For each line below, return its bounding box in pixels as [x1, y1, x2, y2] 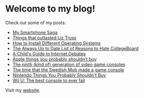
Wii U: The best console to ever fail [12, 77, 85, 83]
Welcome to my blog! [5, 3, 95, 15]
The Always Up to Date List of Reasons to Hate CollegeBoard [12, 45, 139, 51]
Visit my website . [5, 87, 41, 93]
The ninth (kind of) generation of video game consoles [12, 61, 125, 67]
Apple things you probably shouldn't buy [12, 56, 97, 62]
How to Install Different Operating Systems [12, 40, 101, 46]
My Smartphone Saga [12, 29, 58, 35]
